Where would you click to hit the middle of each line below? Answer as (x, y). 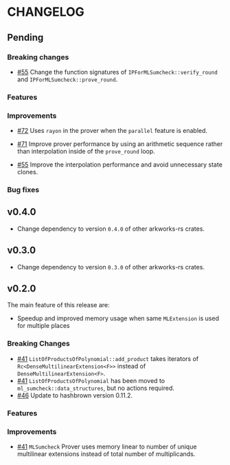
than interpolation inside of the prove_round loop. (86, 152)
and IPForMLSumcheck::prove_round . (67, 79)
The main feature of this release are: (58, 305)
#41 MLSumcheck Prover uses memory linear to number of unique (107, 446)
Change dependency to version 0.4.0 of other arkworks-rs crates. (111, 229)
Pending (25, 38)
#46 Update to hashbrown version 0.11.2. (74, 395)
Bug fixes (23, 190)
